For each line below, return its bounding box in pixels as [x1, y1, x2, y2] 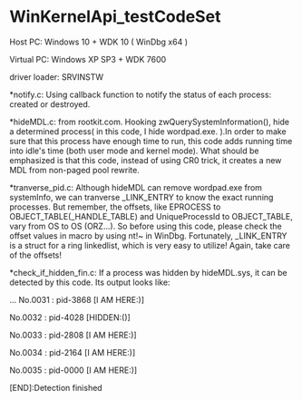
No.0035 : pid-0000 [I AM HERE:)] [9, 365, 138, 376]
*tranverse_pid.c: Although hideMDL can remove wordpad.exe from [9, 181, 263, 192]
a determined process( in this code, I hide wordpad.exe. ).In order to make [9, 125, 287, 137]
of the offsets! [9, 249, 62, 260]
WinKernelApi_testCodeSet [9, 6, 221, 27]
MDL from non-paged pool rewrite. [9, 164, 141, 175]
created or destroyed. [9, 98, 91, 110]
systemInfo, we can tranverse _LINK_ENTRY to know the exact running [9, 191, 274, 202]
